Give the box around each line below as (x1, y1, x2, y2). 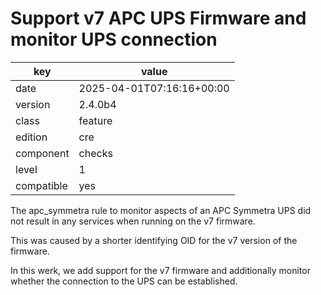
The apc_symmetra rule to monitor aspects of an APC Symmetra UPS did (10, 204, 312, 216)
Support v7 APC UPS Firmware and (10, 7, 307, 30)
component (15, 146, 70, 160)
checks (78, 146, 113, 160)
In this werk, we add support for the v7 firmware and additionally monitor (10, 264, 311, 276)
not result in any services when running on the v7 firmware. (10, 215, 256, 227)
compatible (15, 178, 68, 192)
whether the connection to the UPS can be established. (10, 275, 238, 287)
